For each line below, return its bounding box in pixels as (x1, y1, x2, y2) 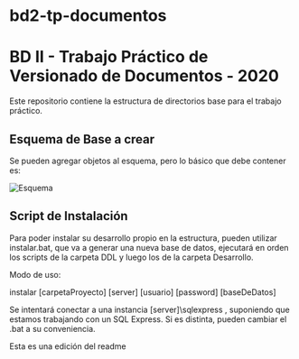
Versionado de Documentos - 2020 (9, 66, 280, 87)
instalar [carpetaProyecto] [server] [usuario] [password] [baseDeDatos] (9, 286, 276, 298)
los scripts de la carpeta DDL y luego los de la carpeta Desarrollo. (9, 252, 255, 262)
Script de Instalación (9, 208, 128, 224)
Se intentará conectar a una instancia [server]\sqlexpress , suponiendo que (9, 304, 291, 315)
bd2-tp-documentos (9, 5, 167, 26)
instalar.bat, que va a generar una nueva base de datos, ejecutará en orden (9, 242, 289, 253)
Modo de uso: (9, 269, 61, 280)
